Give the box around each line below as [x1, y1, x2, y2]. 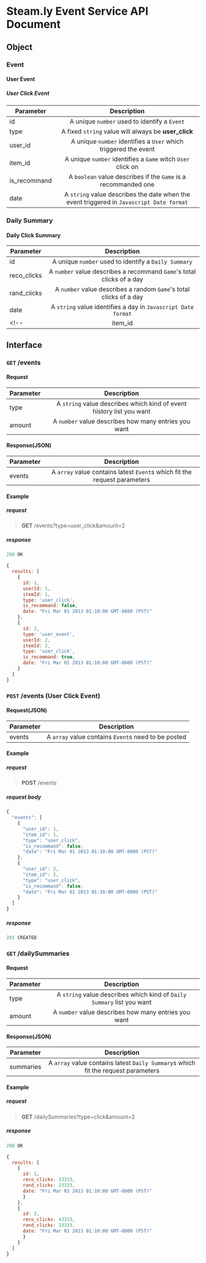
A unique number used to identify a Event [69, 117, 185, 126]
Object [6, 42, 32, 52]
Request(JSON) [6, 706, 47, 714]
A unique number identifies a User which [71, 137, 184, 146]
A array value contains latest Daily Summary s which [48, 1058, 196, 1067]
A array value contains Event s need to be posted [46, 732, 187, 741]
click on [116, 163, 139, 171]
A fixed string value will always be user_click [61, 127, 193, 136]
